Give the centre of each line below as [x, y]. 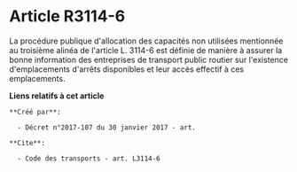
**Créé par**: [35, 112]
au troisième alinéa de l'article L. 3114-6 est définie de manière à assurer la [146, 50]
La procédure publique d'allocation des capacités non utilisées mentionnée [146, 41]
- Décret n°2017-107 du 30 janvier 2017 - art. [107, 127]
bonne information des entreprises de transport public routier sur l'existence [148, 59]
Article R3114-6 [67, 16]
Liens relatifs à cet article [57, 96]
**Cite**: [27, 143]
